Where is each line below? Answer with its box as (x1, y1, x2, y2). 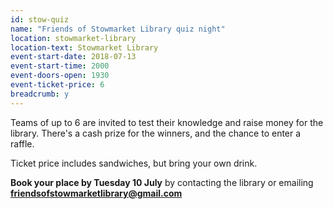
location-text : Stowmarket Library (10, 42, 159, 53)
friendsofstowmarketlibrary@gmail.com (10, 187, 183, 199)
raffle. (10, 137, 35, 150)
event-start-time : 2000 (10, 61, 110, 71)
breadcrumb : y (10, 89, 70, 99)
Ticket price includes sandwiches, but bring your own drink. (10, 157, 258, 169)
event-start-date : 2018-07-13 (10, 52, 137, 62)
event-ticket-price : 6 (10, 80, 105, 90)
